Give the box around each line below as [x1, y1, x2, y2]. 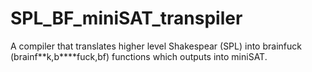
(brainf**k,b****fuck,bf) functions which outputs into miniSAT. [10, 50, 268, 62]
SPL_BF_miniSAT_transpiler [10, 7, 243, 30]
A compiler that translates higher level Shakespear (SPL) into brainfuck [10, 40, 302, 52]
